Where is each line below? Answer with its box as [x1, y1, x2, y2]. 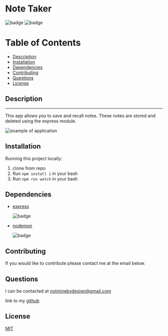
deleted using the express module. [5, 118, 76, 124]
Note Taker [5, 3, 52, 14]
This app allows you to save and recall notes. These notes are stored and [5, 112, 156, 118]
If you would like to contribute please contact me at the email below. [5, 260, 146, 266]
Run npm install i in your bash [12, 170, 78, 176]
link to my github [5, 297, 40, 303]
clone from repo [12, 165, 46, 171]
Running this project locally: [5, 155, 62, 161]
